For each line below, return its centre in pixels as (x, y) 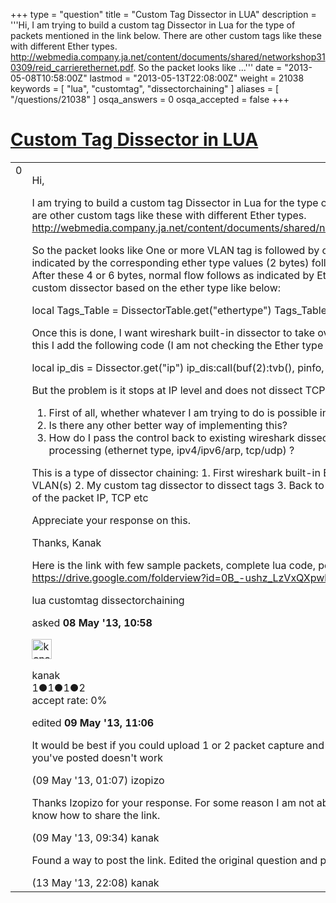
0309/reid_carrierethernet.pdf (72, 67)
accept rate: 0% (69, 700)
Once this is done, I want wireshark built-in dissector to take (173, 332)
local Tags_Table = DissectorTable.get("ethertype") (151, 310)
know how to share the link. (96, 815)
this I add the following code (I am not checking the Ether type (177, 345)
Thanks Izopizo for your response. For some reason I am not (173, 802)
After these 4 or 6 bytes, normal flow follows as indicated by (173, 275)
